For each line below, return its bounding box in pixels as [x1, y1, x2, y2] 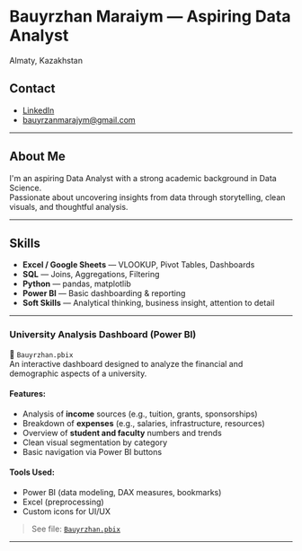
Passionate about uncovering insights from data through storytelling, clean [9, 191, 286, 203]
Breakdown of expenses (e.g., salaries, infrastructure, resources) [22, 417, 265, 428]
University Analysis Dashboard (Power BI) [9, 328, 197, 341]
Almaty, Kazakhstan [9, 55, 84, 66]
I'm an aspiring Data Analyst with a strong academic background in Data [9, 172, 277, 183]
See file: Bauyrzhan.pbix [31, 523, 121, 535]
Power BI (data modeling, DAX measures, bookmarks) [22, 487, 222, 498]
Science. [9, 182, 42, 193]
